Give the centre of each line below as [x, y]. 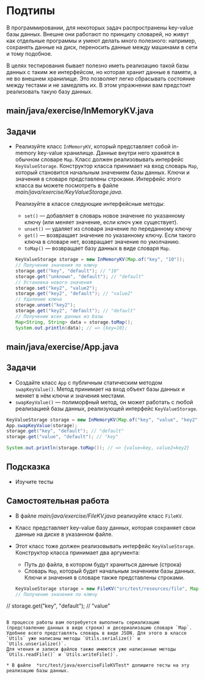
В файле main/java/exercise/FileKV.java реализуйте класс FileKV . [99, 516]
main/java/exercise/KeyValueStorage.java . [69, 192]
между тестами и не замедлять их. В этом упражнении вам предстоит [99, 85]
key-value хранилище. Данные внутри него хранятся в [109, 153]
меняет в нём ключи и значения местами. [70, 395]
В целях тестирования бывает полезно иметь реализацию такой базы [98, 66]
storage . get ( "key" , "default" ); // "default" [65, 431]
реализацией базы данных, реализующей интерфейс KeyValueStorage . [106, 409]
